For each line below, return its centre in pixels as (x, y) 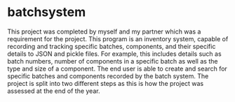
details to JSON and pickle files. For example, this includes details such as (115, 54)
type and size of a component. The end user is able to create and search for (117, 68)
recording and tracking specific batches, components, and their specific (112, 46)
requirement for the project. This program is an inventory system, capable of (118, 38)
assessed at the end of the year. (54, 91)
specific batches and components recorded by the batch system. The (108, 76)
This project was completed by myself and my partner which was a (104, 31)
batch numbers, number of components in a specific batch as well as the (113, 61)
